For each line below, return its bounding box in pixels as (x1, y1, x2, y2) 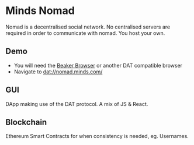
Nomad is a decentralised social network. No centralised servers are (5, 23, 171, 30)
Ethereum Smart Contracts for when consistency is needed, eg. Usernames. (5, 133, 189, 140)
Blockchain (5, 117, 47, 127)
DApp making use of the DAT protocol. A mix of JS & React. (5, 100, 148, 107)
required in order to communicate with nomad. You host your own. (5, 29, 165, 36)
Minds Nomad (5, 4, 75, 17)
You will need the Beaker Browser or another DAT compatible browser (13, 62, 182, 69)
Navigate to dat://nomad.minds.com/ (13, 68, 103, 75)
